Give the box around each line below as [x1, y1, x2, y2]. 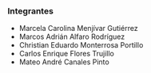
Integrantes [7, 6, 54, 17]
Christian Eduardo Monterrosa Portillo [18, 40, 144, 50]
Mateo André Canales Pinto [18, 57, 109, 67]
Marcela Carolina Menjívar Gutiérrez [18, 24, 138, 33]
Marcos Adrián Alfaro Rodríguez [18, 32, 125, 41]
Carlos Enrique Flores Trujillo [18, 49, 115, 59]
